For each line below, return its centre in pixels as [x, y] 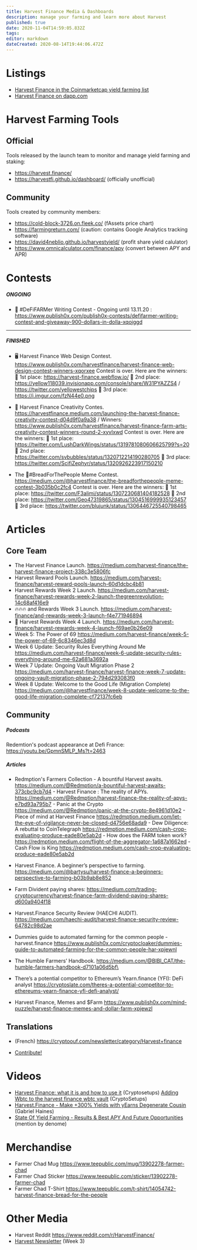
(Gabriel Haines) [34, 1111]
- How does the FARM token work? [145, 835]
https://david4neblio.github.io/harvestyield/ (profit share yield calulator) [101, 242]
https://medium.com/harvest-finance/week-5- [133, 634]
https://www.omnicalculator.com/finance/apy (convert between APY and [102, 248]
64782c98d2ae [33, 926]
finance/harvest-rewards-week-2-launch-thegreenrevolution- [89, 596]
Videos [24, 1077]
